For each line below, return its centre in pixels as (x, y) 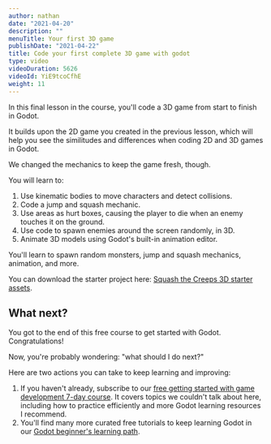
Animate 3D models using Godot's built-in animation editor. (119, 239)
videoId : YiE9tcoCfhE (45, 76)
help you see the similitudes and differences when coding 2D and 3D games (136, 140)
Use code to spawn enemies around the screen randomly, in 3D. (127, 230)
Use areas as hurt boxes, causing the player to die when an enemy (131, 213)
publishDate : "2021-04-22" (54, 46)
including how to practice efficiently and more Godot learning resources (140, 406)
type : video (28, 62)
